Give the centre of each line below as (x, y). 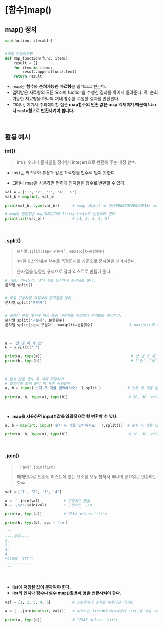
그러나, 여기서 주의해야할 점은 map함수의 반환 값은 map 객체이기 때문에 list (84, 104)
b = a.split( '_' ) (23, 348)
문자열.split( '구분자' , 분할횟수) (35, 320)
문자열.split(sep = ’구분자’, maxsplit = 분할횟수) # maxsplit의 (80, 325)
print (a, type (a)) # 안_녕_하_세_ (81, 356)
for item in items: (33, 68)
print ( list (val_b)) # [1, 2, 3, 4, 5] (57, 219)
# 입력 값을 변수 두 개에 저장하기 (34, 379)
